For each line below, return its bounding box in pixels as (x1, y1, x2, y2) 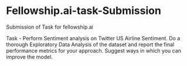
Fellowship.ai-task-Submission (6, 4, 161, 18)
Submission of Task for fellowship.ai (6, 23, 94, 30)
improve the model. (6, 53, 53, 60)
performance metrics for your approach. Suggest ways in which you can (6, 47, 182, 54)
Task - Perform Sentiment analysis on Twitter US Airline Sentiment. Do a (6, 34, 181, 41)
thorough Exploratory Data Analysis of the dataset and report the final (6, 41, 175, 48)
